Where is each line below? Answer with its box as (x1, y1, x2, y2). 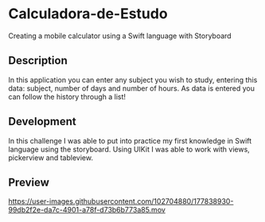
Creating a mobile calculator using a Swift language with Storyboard (8, 31, 232, 40)
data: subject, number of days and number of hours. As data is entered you (8, 83, 255, 93)
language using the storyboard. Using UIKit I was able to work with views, (8, 144, 251, 154)
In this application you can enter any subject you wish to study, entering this (8, 75, 258, 84)
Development (8, 115, 77, 128)
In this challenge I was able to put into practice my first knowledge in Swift (8, 136, 252, 145)
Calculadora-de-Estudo (8, 5, 169, 23)
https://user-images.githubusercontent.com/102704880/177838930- (8, 197, 234, 206)
